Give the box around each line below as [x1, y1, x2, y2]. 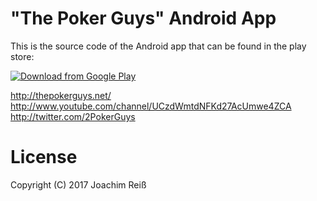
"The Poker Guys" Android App [10, 7, 277, 30]
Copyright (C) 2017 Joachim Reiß [10, 178, 147, 191]
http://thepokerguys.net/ [10, 89, 112, 101]
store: [10, 50, 35, 62]
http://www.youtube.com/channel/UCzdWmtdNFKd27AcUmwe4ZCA [10, 100, 292, 112]
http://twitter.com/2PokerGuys [10, 110, 136, 122]
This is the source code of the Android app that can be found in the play [10, 40, 307, 52]
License [10, 146, 78, 169]
